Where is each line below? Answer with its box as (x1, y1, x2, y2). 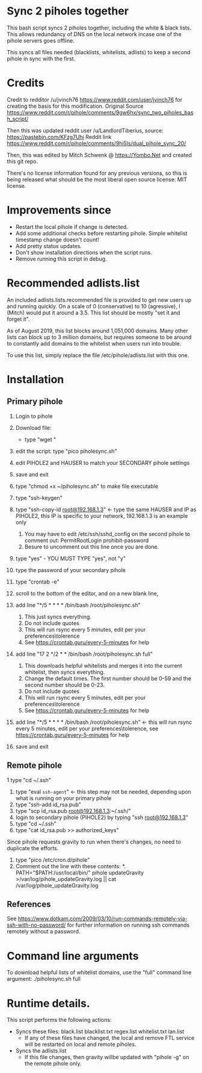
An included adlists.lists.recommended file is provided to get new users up (7, 296, 192, 303)
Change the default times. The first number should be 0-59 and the (24, 674, 192, 682)
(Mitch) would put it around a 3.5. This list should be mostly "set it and (7, 309, 180, 316)
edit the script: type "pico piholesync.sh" (15, 447, 117, 455)
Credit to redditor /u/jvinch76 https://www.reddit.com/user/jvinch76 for (7, 96, 183, 103)
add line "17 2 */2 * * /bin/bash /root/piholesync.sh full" (15, 650, 153, 658)
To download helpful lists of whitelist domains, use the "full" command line (7, 969, 192, 976)
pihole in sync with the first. (7, 55, 76, 62)
